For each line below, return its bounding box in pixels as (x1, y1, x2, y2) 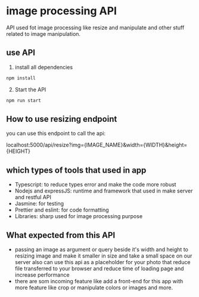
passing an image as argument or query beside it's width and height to (14, 246, 189, 253)
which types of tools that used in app (6, 165, 147, 175)
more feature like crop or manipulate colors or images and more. (14, 284, 173, 291)
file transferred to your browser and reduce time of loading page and (14, 265, 184, 272)
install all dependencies (14, 63, 73, 71)
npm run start (6, 97, 42, 103)
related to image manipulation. (6, 30, 81, 37)
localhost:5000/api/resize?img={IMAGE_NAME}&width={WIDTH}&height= (6, 142, 188, 149)
